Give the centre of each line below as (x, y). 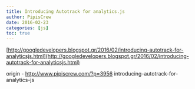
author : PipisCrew (29, 17)
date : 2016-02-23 (27, 22)
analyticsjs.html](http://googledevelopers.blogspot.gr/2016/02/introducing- (98, 56)
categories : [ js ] (27, 28)
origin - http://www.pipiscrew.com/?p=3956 (60, 74)
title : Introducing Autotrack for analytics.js (66, 11)
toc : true (18, 33)
